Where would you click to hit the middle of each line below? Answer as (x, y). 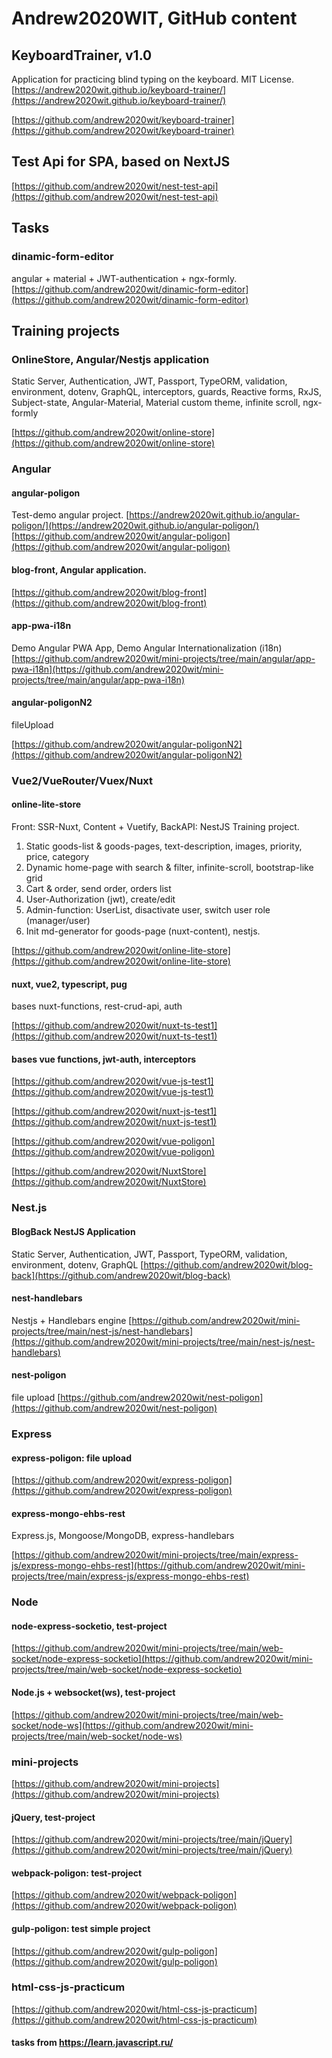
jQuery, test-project (53, 1817)
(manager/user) (58, 921)
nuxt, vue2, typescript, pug (69, 984)
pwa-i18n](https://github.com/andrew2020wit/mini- (117, 669)
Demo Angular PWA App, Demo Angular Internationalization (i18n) (147, 648)
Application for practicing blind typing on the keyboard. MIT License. (153, 79)
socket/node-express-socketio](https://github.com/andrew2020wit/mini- (162, 1659)
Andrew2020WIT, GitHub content (154, 18)
